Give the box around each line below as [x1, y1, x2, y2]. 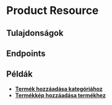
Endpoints [6, 48, 46, 58]
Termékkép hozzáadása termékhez [15, 92, 106, 99]
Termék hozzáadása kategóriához [15, 85, 103, 92]
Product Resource [6, 4, 99, 18]
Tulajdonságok [6, 28, 64, 38]
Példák [6, 69, 33, 80]
